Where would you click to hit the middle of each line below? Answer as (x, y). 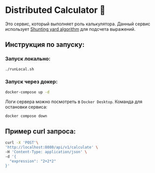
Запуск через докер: (31, 82)
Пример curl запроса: (40, 131)
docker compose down (26, 116)
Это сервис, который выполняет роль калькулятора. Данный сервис (78, 24)
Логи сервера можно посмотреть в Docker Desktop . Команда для (74, 102)
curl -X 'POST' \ (22, 143)
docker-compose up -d (27, 92)
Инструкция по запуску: (45, 45)
